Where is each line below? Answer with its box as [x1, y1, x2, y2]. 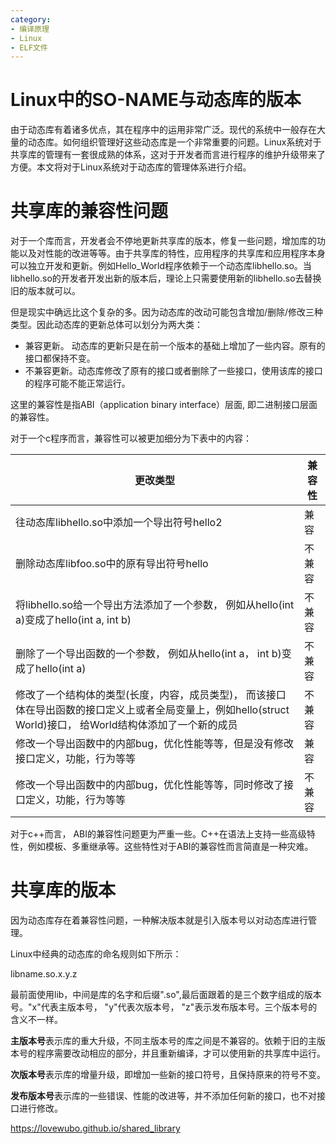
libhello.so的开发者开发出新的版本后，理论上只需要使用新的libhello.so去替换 [10, 272, 322, 285]
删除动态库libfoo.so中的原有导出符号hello [15, 557, 209, 571]
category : [10, 14, 52, 25]
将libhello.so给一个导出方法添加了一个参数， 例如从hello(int [15, 598, 295, 612]
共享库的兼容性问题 [10, 200, 169, 223]
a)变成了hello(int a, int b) [15, 613, 132, 627]
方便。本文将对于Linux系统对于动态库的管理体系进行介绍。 [10, 161, 252, 173]
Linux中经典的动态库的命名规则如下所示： [10, 948, 182, 960]
